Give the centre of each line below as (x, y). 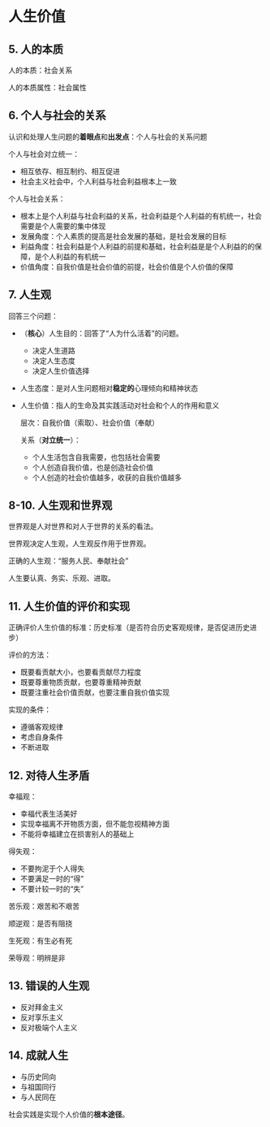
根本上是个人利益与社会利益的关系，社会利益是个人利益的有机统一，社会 (141, 215)
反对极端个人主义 (49, 1027)
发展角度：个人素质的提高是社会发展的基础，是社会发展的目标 (123, 236)
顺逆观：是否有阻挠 (41, 924)
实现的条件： (30, 710)
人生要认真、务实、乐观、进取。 (62, 579)
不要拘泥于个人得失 (52, 869)
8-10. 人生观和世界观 (60, 506)
